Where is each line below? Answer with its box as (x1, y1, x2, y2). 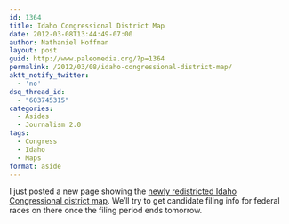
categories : (9, 104, 53, 113)
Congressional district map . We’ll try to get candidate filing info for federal (9, 196, 280, 206)
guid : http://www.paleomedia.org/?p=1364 (9, 54, 165, 63)
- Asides (17, 112, 50, 121)
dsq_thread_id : (9, 87, 66, 96)
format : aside (9, 162, 62, 171)
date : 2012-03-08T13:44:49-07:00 (9, 29, 133, 38)
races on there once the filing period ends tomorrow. (9, 205, 203, 216)
